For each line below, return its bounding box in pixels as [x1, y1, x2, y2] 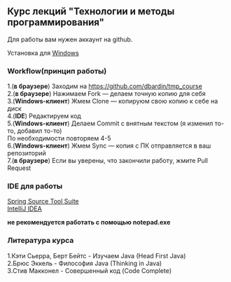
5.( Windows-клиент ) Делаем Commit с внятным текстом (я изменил [7, 119, 213, 128]
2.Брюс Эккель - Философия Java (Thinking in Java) [7, 259, 162, 267]
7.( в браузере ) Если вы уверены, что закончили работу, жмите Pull [7, 157, 209, 165]
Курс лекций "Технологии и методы [7, 6, 175, 17]
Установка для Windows [7, 48, 79, 57]
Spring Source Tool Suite [7, 197, 79, 206]
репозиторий [7, 149, 47, 157]
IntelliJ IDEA [7, 204, 42, 213]
